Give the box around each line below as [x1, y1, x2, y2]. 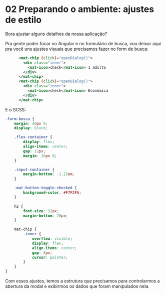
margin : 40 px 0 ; [14, 121, 48, 126]
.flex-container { [14, 134, 52, 140]
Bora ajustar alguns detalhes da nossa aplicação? [5, 31, 107, 37]
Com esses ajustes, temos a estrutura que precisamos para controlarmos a [5, 278, 160, 284]
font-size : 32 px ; [23, 208, 59, 214]
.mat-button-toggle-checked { [14, 186, 77, 191]
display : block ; [14, 125, 48, 131]
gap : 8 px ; [31, 250, 52, 255]
